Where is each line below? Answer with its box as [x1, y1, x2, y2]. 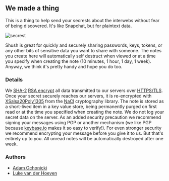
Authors [5, 153, 26, 160]
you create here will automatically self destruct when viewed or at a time [5, 53, 156, 59]
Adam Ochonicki [12, 165, 47, 171]
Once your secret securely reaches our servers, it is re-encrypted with [5, 93, 152, 99]
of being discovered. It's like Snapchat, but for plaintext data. [5, 23, 132, 29]
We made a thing [5, 4, 60, 13]
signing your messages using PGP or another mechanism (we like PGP [5, 120, 152, 126]
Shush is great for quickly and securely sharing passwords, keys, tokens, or [5, 42, 162, 48]
